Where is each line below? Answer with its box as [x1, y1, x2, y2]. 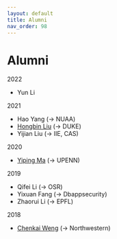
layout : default [7, 10, 53, 17]
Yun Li [16, 89, 36, 97]
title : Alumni [7, 16, 48, 23]
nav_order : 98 [7, 23, 48, 30]
